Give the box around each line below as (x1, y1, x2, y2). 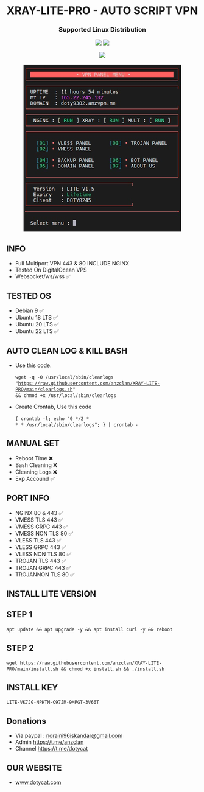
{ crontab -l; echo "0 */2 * (15, 415, 90, 422)
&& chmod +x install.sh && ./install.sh (60, 666, 165, 672)
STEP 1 (6, 609, 33, 620)
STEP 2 (6, 643, 35, 653)
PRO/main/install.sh (6, 666, 59, 672)
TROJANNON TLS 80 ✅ (15, 570, 75, 578)
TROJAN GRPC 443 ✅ (15, 564, 71, 571)
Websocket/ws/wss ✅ (15, 273, 71, 280)
